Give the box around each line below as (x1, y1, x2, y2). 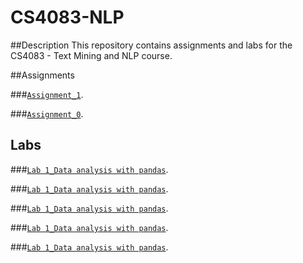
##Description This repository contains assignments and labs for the (10, 39, 293, 51)
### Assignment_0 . (10, 107, 84, 120)
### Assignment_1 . (10, 88, 84, 100)
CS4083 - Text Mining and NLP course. (10, 49, 173, 61)
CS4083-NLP (10, 6, 125, 29)
